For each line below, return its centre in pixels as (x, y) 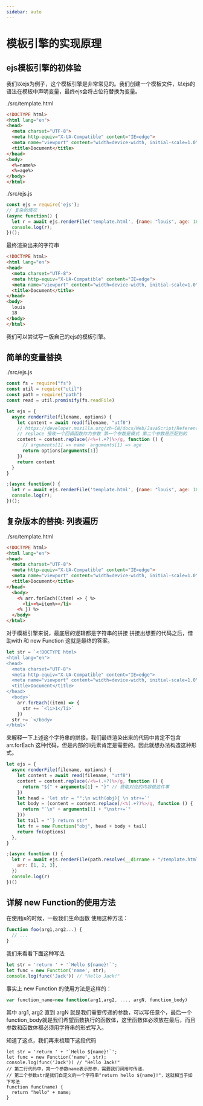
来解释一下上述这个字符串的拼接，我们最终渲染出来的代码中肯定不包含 (94, 738)
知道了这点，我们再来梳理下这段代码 (51, 1040)
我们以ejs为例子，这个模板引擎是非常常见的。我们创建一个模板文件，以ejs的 (101, 84)
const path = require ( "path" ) (44, 395)
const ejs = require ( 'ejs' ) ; (43, 205)
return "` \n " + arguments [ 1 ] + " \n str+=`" (76, 809)
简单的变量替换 (34, 358)
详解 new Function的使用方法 (61, 903)
